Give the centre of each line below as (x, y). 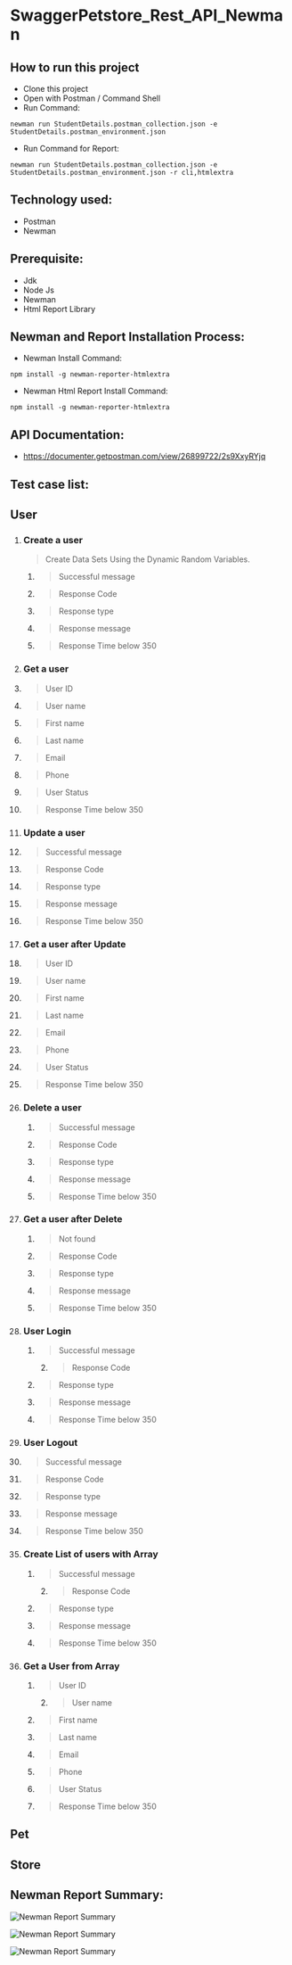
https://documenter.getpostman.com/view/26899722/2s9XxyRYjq (144, 457)
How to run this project (75, 67)
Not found (77, 1238)
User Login (47, 1331)
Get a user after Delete (73, 1219)
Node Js (38, 290)
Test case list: (50, 484)
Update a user (54, 832)
